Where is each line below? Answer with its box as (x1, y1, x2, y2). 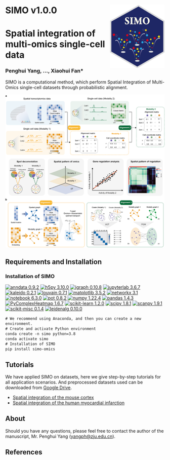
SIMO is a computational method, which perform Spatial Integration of (5, 79, 151, 85)
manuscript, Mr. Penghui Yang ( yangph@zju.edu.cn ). (5, 433, 115, 439)
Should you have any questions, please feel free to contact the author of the (5, 428, 164, 434)
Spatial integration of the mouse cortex (12, 394, 94, 400)
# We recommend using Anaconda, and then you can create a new (5, 316, 142, 321)
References (5, 448, 42, 456)
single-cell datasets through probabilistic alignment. (19, 84, 128, 90)
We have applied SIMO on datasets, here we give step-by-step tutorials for (5, 373, 161, 379)
